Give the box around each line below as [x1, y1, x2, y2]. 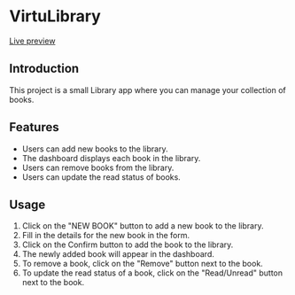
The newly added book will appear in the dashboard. [21, 249, 214, 260]
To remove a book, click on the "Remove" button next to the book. [21, 259, 263, 269]
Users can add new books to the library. [21, 144, 168, 154]
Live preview [9, 35, 56, 46]
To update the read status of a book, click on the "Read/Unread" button [21, 268, 283, 278]
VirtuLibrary [9, 6, 102, 27]
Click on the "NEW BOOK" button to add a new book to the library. [21, 221, 264, 231]
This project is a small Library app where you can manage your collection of [9, 84, 286, 95]
